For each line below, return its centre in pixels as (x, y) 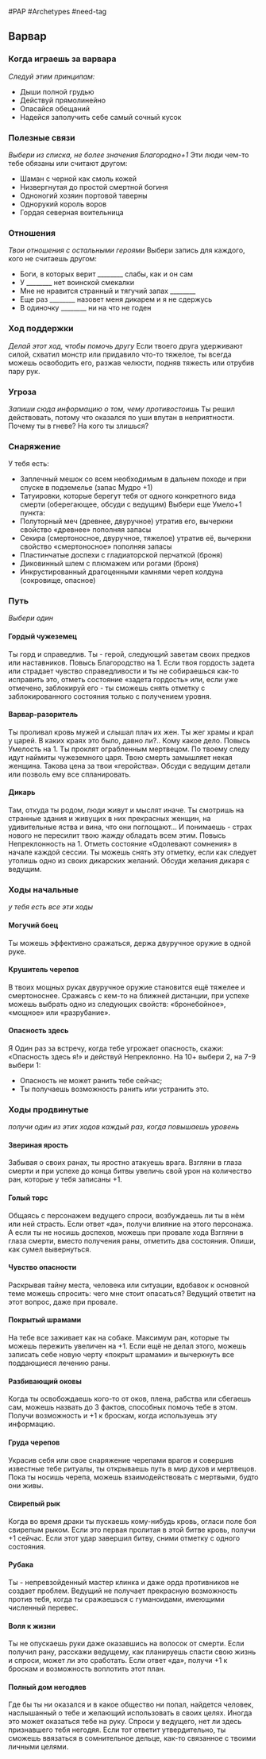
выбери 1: (25, 1065)
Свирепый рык (35, 1503)
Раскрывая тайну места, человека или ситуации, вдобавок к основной (129, 1285)
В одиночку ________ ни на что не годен (85, 308)
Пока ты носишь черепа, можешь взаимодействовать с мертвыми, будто (133, 1477)
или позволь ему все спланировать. (69, 774)
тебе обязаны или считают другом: (68, 163)
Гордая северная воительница (72, 212)
